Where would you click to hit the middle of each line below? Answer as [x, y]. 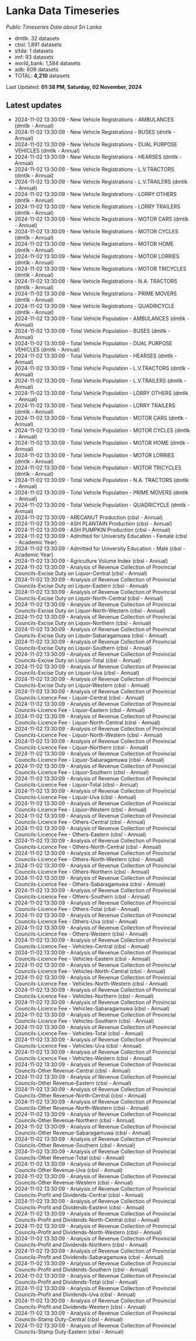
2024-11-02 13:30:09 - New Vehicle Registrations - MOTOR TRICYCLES [100, 269]
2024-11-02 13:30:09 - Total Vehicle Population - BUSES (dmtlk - [92, 331]
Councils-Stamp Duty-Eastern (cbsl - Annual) [69, 1332]
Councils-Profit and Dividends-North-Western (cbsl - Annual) [88, 1232]
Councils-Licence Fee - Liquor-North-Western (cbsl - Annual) [88, 735]
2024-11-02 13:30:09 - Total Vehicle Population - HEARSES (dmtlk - [96, 356]
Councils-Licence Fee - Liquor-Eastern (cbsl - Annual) [80, 710]
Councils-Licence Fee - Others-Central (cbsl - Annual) [80, 822]
